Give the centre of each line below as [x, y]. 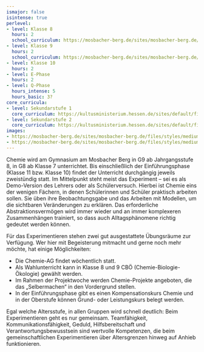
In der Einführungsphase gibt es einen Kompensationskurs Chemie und [104, 293]
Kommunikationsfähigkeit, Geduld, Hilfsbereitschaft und [76, 324]
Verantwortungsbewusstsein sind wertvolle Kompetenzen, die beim [90, 331]
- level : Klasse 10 [31, 63]
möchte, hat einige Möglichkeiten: [49, 249]
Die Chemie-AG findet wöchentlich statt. [66, 261]
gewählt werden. [62, 273]
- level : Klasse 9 [29, 46]
